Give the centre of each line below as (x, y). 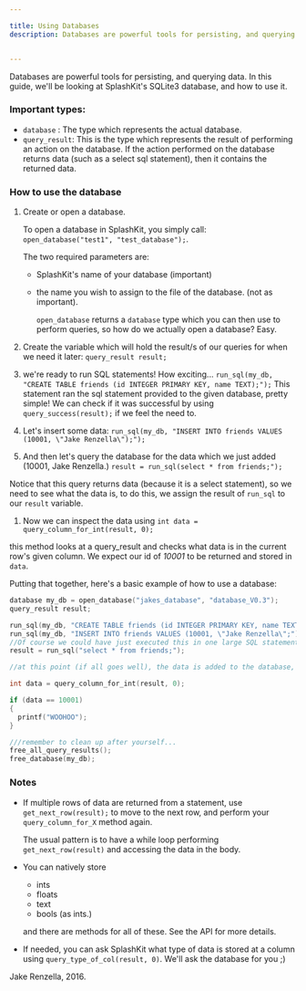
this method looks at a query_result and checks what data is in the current (148, 547)
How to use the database (66, 192)
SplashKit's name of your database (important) (124, 275)
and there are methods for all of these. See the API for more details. (149, 931)
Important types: (48, 110)
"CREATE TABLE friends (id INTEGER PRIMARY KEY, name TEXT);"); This (156, 384)
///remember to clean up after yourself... (93, 742)
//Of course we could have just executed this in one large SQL (134, 642)
